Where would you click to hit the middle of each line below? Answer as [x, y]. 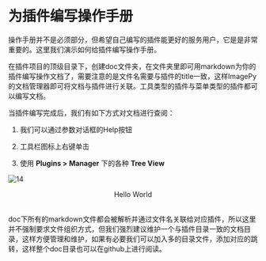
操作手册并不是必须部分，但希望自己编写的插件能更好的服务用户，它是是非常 [133, 40]
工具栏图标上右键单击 [54, 146]
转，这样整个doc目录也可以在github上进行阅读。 [87, 248]
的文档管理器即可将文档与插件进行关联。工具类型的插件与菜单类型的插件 [126, 86]
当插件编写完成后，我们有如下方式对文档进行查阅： [91, 112]
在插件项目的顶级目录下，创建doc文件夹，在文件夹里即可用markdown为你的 [132, 66]
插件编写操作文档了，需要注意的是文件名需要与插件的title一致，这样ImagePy [133, 76]
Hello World [133, 194]
